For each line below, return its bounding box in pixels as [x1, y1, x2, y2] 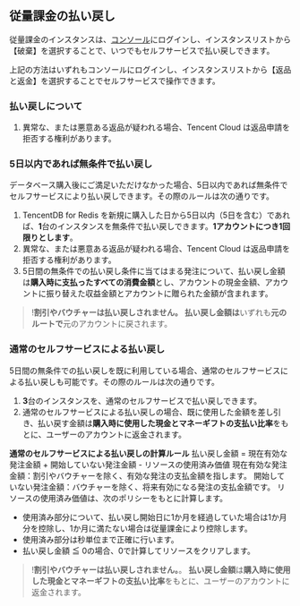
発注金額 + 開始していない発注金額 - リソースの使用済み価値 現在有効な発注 [9, 459, 288, 470]
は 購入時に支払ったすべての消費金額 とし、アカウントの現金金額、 [21, 277, 266, 288]
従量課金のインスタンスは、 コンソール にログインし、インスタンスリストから [9, 34, 291, 45]
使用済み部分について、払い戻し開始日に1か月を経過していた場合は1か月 [21, 511, 287, 522]
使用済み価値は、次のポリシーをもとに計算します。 [39, 492, 228, 503]
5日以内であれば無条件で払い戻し [9, 158, 153, 170]
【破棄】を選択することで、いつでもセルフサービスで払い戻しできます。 [9, 45, 275, 55]
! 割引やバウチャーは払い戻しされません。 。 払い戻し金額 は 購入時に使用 [30, 564, 291, 575]
